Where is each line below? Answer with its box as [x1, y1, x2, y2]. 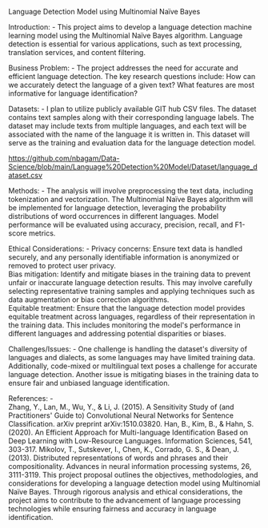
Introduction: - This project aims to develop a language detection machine [8, 22, 252, 31]
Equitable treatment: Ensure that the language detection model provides [8, 304, 246, 312]
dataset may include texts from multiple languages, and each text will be [8, 121, 247, 130]
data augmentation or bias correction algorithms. [8, 295, 170, 304]
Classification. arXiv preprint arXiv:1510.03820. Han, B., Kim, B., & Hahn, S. [8, 419, 254, 428]
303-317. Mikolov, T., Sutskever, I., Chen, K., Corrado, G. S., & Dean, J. [8, 445, 240, 454]
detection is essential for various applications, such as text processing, [8, 39, 242, 49]
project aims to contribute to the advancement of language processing [8, 495, 242, 505]
